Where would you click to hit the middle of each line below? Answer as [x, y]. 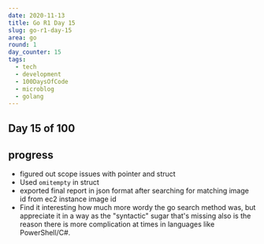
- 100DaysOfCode [42, 81]
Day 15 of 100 [42, 128]
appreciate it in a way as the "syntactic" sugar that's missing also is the [135, 216]
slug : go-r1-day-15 [40, 30]
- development [38, 74]
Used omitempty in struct [59, 182]
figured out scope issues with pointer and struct [97, 174]
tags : [17, 60]
